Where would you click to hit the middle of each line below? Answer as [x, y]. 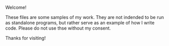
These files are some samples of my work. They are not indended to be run [85, 17]
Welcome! [16, 7]
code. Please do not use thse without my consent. [58, 28]
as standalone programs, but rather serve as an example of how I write [80, 23]
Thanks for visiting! [26, 38]
